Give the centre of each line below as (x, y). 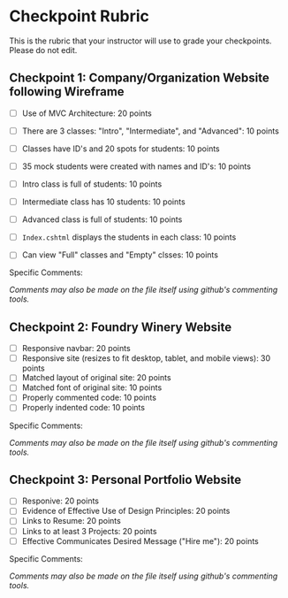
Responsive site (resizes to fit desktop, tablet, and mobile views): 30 (146, 358)
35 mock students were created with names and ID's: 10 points (136, 166)
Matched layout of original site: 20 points (96, 378)
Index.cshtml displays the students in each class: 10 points (129, 237)
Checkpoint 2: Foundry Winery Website (121, 327)
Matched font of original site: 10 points (92, 387)
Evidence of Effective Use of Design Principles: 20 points (126, 511)
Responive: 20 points (61, 501)
